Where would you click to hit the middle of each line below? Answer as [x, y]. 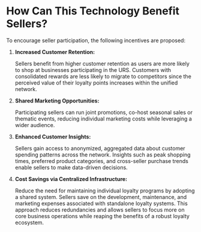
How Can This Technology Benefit [93, 11]
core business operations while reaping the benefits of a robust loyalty [102, 216]
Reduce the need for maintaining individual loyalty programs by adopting [105, 191]
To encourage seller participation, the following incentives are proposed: [96, 40]
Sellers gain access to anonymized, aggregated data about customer [100, 148]
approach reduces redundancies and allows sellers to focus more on [100, 210]
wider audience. [35, 125]
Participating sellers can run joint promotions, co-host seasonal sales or [104, 112]
